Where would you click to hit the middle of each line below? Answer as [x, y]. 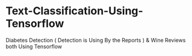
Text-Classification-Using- [75, 11]
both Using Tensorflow [34, 46]
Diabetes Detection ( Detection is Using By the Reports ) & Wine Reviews [96, 40]
